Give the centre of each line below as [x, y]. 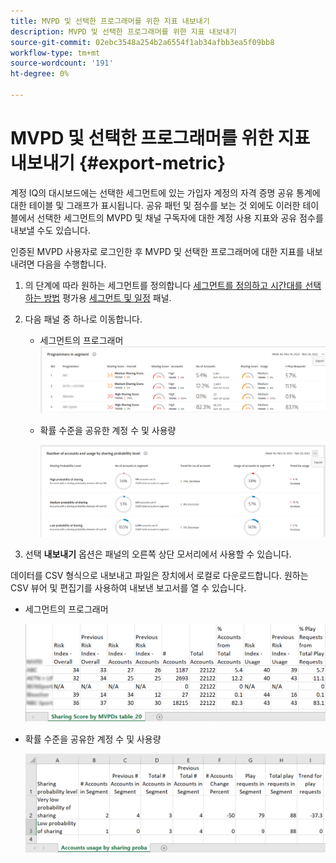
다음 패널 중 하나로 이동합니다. [83, 319]
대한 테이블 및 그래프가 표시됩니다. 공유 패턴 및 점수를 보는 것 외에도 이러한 [155, 205]
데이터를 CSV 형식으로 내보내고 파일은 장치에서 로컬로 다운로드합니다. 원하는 [159, 575]
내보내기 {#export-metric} [118, 163]
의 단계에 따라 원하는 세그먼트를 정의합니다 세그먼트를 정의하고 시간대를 [163, 285]
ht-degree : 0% [40, 74]
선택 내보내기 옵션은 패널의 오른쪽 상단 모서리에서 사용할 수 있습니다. [158, 554]
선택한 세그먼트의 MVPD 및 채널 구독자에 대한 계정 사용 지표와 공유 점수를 [180, 217]
